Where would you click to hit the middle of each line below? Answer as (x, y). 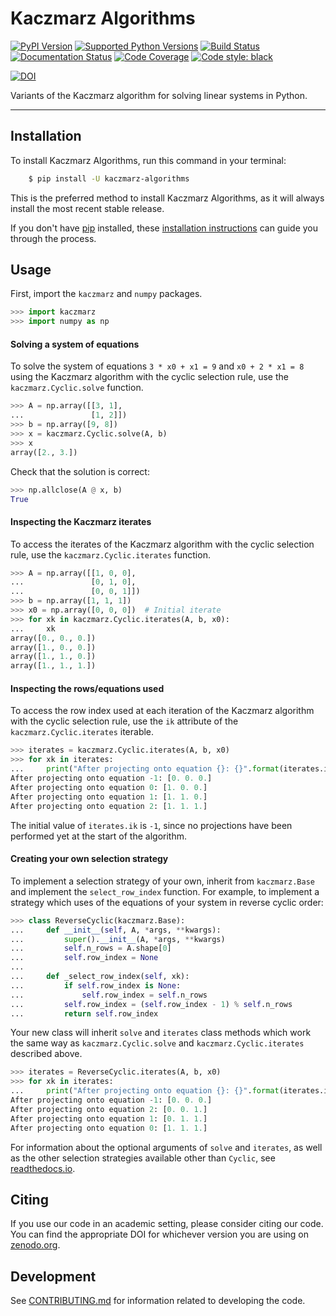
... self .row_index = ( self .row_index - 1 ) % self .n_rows (151, 1004)
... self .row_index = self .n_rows (109, 995)
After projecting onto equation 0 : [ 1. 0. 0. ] (109, 787)
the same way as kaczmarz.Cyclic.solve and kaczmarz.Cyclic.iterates (157, 1043)
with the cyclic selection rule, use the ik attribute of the (124, 721)
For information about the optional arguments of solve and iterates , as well (166, 1147)
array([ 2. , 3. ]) (44, 452)
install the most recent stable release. (87, 208)
